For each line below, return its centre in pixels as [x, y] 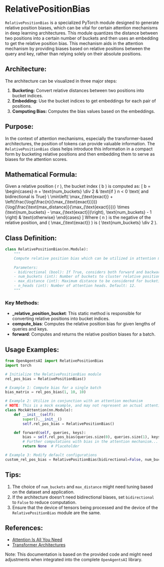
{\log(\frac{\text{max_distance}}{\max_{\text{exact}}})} [61, 207]
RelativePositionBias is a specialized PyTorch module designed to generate [82, 23]
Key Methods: [22, 303]
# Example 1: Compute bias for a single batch [53, 387]
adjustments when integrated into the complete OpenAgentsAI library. [74, 560]
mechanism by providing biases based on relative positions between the [78, 48]
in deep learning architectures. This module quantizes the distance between [82, 33]
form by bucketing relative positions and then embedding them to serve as [80, 154]
